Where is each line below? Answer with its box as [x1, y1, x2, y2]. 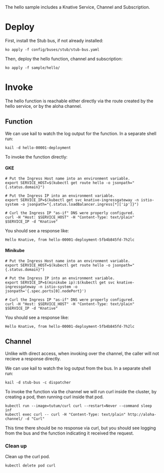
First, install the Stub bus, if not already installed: [5, 37, 104, 43]
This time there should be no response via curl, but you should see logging [5, 425, 156, 431]
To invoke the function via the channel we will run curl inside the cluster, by [5, 388, 157, 394]
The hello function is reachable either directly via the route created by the [5, 98, 153, 104]
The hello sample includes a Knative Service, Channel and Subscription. [5, 4, 150, 10]
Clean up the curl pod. [5, 454, 50, 460]
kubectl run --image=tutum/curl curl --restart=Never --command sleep [5, 403, 152, 408]
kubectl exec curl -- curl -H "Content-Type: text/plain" [5, 412, 126, 417]
